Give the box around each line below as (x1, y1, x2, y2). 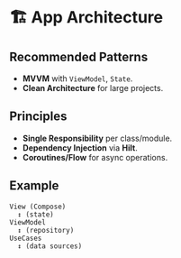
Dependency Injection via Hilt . (22, 142, 138, 153)
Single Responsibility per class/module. (22, 133, 173, 143)
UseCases (9, 234, 42, 243)
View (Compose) (9, 202, 67, 211)
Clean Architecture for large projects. (22, 83, 164, 93)
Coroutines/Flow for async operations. (22, 152, 168, 162)
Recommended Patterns (9, 49, 149, 64)
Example (9, 178, 59, 194)
